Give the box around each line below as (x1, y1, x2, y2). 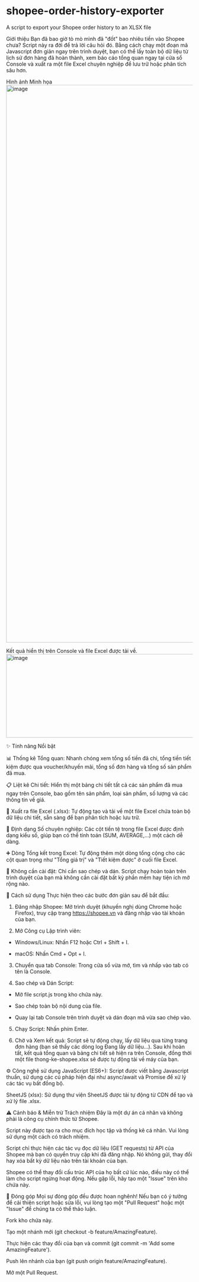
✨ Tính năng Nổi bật (6, 742, 56, 749)
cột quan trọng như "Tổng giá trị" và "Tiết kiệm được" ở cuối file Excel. (6, 856, 178, 863)
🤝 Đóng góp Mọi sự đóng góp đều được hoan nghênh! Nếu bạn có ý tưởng (6, 1193, 188, 1200)
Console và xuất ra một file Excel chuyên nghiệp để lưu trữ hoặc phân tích (6, 60, 187, 68)
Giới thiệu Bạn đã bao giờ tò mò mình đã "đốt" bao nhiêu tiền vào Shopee (6, 35, 185, 42)
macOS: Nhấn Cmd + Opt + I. (14, 950, 86, 957)
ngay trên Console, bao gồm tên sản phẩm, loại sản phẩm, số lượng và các (6, 790, 188, 797)
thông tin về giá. (6, 796, 46, 803)
